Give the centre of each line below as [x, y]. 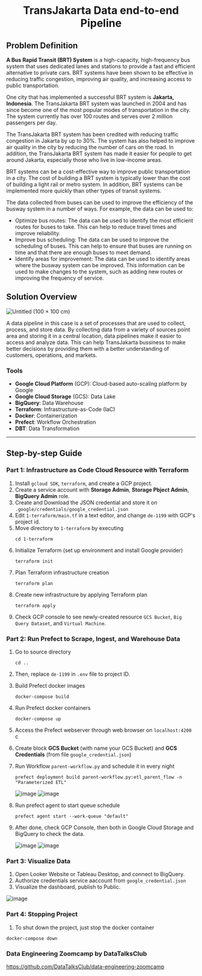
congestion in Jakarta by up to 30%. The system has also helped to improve [101, 141]
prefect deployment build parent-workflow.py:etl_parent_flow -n [98, 777]
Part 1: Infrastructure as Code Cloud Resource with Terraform [98, 470]
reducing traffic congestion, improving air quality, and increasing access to [99, 79]
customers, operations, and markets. [52, 355]
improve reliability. [38, 233]
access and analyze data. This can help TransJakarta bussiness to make [96, 342]
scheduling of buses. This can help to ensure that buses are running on [103, 246]
